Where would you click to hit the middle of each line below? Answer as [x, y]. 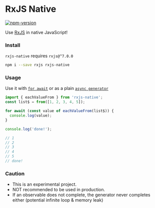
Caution [15, 173]
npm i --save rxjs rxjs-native [37, 65]
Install [13, 45]
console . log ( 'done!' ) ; [28, 129]
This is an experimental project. [44, 184]
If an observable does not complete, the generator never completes [81, 195]
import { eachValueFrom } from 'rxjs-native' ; [54, 97]
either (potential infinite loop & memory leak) [58, 200]
